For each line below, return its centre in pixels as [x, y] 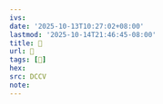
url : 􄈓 [22, 52]
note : [20, 85]
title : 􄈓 [26, 43]
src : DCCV [28, 77]
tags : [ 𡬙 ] [28, 60]
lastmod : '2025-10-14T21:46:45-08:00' [83, 34]
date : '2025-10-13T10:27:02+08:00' [77, 26]
